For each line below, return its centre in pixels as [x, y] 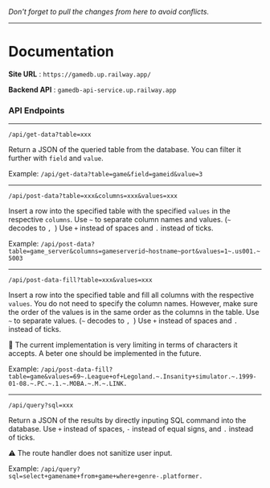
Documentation [61, 52]
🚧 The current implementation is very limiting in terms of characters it [123, 345]
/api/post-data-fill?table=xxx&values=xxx [80, 280]
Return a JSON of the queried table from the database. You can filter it [125, 150]
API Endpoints [37, 110]
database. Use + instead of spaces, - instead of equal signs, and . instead [131, 429]
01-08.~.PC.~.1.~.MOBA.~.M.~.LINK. [68, 384]
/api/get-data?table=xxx [50, 135]
